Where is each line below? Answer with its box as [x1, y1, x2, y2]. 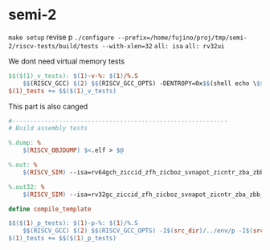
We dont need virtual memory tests [8, 56, 125, 66]
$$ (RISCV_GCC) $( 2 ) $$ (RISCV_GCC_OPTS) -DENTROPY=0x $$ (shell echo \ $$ [22, 79, 264, 88]
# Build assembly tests [8, 125, 88, 133]
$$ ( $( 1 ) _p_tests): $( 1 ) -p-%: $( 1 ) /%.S [8, 219, 138, 227]
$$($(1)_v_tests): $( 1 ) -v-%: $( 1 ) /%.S [8, 72, 138, 80]
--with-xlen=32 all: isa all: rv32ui [101, 42, 225, 50]
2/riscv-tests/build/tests [8, 42, 99, 50]
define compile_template [8, 205, 92, 213]
